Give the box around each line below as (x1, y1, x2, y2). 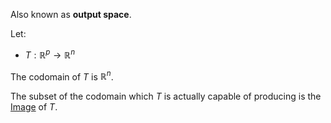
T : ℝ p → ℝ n (24, 47, 76, 61)
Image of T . (10, 101, 58, 113)
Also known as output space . (10, 9, 132, 20)
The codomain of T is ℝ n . (10, 69, 114, 83)
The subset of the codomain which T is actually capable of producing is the (10, 90, 322, 103)
